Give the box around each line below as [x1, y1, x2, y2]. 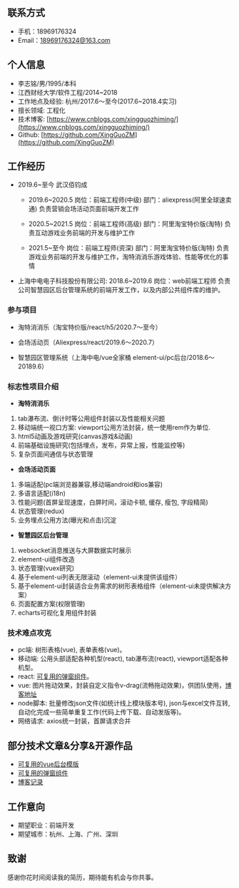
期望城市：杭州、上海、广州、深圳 [17, 830, 118, 838]
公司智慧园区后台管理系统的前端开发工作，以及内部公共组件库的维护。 [17, 286, 225, 294]
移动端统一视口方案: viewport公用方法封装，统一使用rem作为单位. [17, 423, 210, 432]
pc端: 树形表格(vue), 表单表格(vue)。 [17, 646, 126, 654]
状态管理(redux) [17, 507, 65, 515]
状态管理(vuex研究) [17, 564, 75, 572]
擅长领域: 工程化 [17, 105, 66, 114]
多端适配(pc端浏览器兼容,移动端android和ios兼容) [17, 480, 163, 489]
